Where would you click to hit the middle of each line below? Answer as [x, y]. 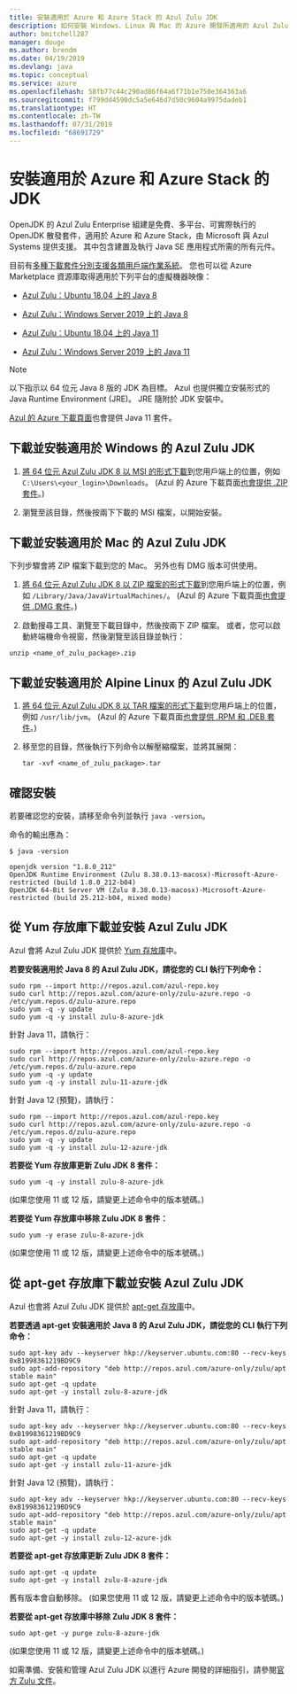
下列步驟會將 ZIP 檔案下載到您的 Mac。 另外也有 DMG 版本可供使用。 [136, 566]
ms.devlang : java [41, 67]
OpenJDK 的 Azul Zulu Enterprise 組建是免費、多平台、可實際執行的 [133, 224]
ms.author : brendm [43, 51]
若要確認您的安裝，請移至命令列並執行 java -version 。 [110, 816]
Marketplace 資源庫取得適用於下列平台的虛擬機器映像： [110, 276]
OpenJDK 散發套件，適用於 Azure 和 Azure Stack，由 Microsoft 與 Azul [139, 235]
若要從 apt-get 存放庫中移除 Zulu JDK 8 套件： [94, 1616]
